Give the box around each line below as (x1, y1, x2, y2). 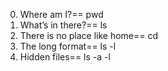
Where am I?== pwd (19, 9, 104, 20)
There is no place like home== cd (19, 30, 159, 41)
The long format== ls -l (19, 40, 117, 52)
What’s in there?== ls (19, 19, 108, 31)
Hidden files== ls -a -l (19, 51, 111, 63)
